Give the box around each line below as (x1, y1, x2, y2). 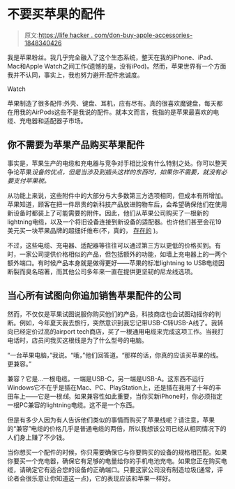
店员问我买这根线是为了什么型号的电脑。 (31, 336, 148, 344)
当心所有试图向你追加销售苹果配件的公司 (7, 290, 181, 302)
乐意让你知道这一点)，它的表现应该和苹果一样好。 (31, 474, 175, 483)
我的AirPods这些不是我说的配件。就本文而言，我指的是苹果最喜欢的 (19, 108, 213, 116)
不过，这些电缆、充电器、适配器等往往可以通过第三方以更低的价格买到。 (7, 241, 215, 249)
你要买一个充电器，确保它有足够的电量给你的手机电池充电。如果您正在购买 (7, 456, 221, 465)
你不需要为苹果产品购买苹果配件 (7, 139, 145, 151)
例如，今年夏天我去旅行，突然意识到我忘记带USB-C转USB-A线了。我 (19, 318, 218, 327)
